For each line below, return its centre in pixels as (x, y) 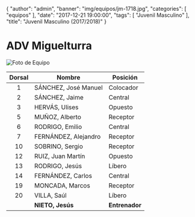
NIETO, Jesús (54, 205)
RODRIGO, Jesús (58, 166)
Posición (125, 77)
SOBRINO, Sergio (58, 146)
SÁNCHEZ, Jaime (59, 97)
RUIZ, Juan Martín (60, 156)
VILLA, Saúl (51, 195)
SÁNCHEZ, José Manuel (69, 87)
